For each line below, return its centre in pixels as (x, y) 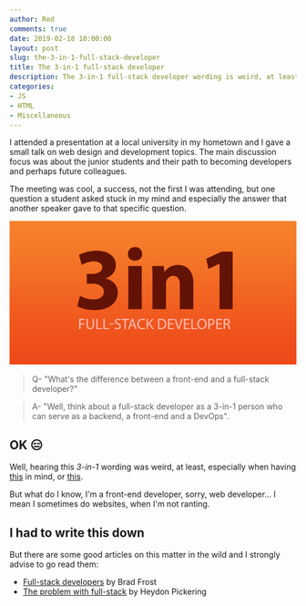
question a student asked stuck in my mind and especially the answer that (148, 199)
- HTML (22, 106)
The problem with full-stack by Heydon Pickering (115, 591)
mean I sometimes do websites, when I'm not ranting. (110, 504)
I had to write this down (77, 533)
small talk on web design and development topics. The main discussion (143, 152)
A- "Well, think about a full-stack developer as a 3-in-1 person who (157, 406)
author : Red (32, 19)
